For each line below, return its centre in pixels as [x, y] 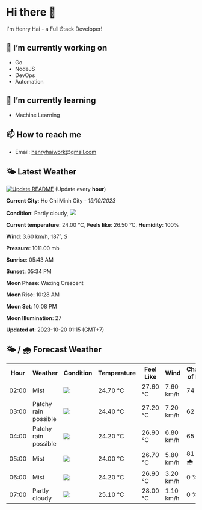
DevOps [25, 75]
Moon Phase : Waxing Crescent [45, 283]
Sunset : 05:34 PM [29, 272]
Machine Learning [37, 115]
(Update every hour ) [81, 189]
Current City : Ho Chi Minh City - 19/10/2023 [61, 201]
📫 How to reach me [44, 134]
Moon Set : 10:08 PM [32, 307]
